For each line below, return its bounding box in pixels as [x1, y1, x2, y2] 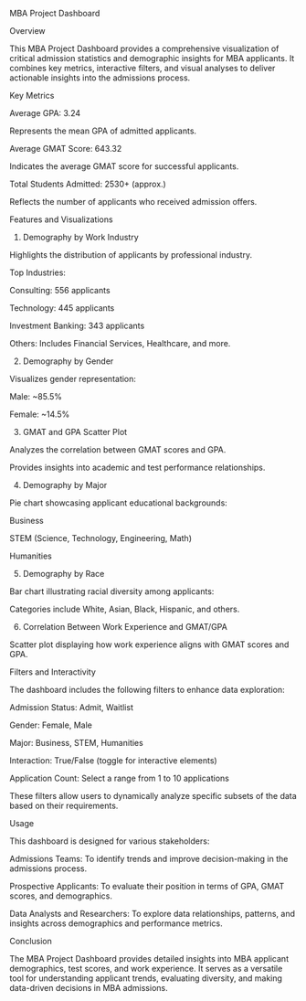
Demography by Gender [22, 356, 114, 367]
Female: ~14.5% [9, 409, 70, 420]
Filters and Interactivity [9, 666, 96, 677]
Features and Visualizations [9, 214, 113, 225]
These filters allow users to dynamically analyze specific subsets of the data [9, 791, 297, 801]
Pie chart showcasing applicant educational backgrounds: [9, 497, 228, 508]
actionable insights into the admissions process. [9, 72, 191, 83]
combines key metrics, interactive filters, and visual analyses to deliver [9, 63, 276, 73]
